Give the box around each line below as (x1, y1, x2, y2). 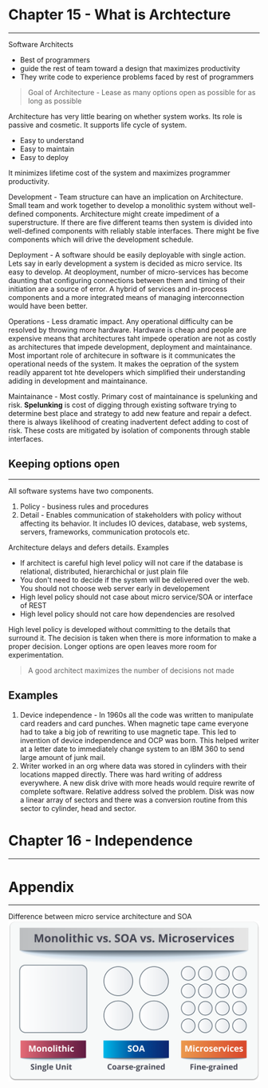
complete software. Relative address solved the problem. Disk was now (19, 786, 255, 796)
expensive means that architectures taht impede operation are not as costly (8, 334, 257, 343)
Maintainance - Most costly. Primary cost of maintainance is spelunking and (8, 391, 258, 401)
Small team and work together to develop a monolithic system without (8, 200, 238, 210)
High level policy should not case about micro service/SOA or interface (19, 592, 254, 602)
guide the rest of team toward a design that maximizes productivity (19, 63, 241, 73)
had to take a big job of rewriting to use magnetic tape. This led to (19, 726, 237, 737)
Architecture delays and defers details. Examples (8, 542, 169, 552)
